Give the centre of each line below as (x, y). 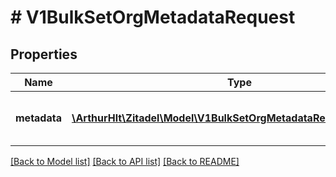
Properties (44, 54)
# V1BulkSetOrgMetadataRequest (153, 17)
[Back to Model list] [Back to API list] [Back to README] (125, 161)
